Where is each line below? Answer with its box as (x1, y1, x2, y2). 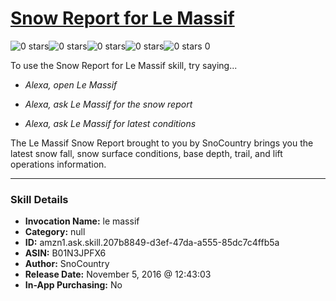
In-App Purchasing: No (24, 279, 123, 291)
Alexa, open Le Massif (24, 78, 118, 91)
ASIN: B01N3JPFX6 (24, 247, 107, 259)
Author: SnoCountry (24, 258, 110, 270)
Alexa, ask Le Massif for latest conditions (24, 117, 197, 129)
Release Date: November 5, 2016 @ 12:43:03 (24, 268, 212, 281)
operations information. (10, 158, 107, 170)
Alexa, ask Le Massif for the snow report (24, 98, 193, 110)
